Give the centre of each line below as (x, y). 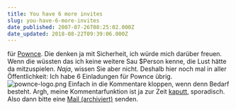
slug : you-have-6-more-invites (54, 21)
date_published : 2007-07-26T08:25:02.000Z (71, 27)
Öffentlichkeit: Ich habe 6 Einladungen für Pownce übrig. (90, 77)
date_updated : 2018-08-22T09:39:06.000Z (68, 34)
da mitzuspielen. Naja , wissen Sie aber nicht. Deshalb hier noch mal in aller (117, 69)
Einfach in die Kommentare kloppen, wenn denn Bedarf (149, 84)
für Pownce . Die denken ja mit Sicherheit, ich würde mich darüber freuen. (114, 54)
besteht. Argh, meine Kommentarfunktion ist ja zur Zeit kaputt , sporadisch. (116, 92)
